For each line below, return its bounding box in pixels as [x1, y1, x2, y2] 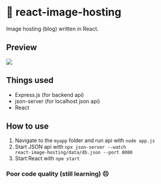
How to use [6, 121, 49, 131]
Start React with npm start [14, 155, 80, 162]
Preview [6, 42, 38, 53]
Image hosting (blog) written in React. [6, 25, 99, 32]
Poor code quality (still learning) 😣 [6, 170, 109, 178]
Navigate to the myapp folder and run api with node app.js [14, 137, 155, 144]
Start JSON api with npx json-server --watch [14, 143, 126, 151]
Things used [6, 75, 54, 85]
